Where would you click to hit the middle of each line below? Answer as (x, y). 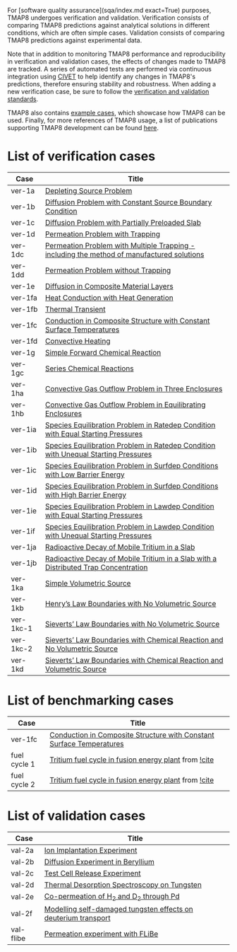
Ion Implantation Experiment (91, 850)
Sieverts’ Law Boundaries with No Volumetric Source (132, 624)
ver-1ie (24, 511)
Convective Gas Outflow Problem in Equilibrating (125, 405)
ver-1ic (24, 470)
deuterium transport (77, 918)
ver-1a (23, 190)
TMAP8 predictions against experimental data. (75, 40)
